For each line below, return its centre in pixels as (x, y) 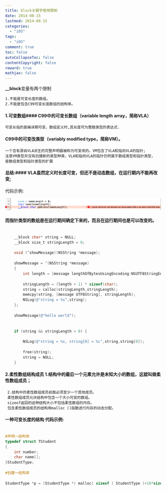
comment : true (20, 47)
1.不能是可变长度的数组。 (28, 99)
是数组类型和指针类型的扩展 (29, 161)
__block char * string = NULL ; (45, 237)
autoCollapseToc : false (30, 57)
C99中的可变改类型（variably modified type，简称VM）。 (64, 139)
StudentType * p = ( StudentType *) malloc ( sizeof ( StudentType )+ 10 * (79, 483)
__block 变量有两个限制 (28, 89)
